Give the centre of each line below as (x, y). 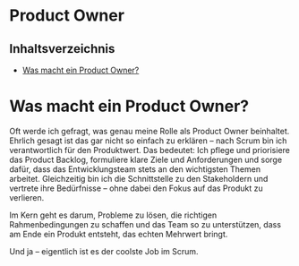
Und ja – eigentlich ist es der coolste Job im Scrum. (104, 251)
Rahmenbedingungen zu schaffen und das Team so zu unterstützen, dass (145, 224)
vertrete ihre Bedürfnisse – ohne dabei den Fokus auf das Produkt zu (137, 188)
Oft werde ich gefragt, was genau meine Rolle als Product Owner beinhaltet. (149, 131)
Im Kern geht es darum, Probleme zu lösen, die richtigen (113, 215)
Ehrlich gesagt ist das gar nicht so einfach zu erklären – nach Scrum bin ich (148, 141)
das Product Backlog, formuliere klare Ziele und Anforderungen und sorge (146, 159)
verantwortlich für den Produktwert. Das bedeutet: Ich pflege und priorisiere (150, 150)
